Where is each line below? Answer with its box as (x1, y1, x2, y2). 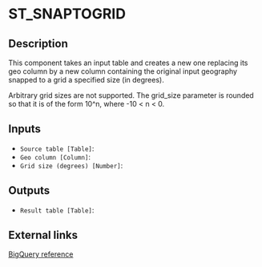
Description (8, 37, 68, 51)
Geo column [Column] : (19, 152, 91, 161)
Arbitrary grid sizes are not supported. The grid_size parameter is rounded (8, 91, 254, 100)
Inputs (8, 122, 42, 136)
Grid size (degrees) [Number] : (19, 160, 123, 170)
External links (8, 229, 79, 242)
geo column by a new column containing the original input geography (8, 67, 238, 76)
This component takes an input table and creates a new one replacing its (8, 58, 248, 67)
